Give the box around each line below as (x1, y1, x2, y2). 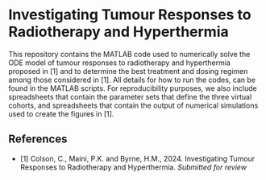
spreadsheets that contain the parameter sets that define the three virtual (8, 92, 252, 101)
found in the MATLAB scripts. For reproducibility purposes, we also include (8, 83, 257, 93)
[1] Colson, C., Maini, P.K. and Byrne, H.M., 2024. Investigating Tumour (19, 153, 256, 163)
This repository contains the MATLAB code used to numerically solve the (8, 49, 251, 59)
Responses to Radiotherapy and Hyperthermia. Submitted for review (19, 162, 247, 172)
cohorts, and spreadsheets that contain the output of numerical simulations (8, 100, 259, 110)
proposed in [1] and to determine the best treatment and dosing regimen (8, 66, 248, 76)
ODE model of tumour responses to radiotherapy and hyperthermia (8, 58, 231, 67)
